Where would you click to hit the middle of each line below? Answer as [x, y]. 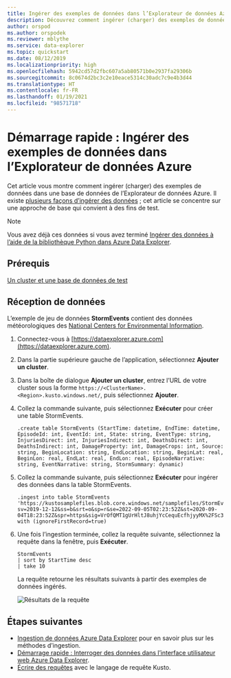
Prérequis [29, 264]
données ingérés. [42, 586]
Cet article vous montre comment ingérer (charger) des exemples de [104, 186]
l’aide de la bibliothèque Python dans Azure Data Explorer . [89, 241]
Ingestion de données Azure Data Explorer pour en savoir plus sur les [115, 638]
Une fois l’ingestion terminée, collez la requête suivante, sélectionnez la [119, 535]
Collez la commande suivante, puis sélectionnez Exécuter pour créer [115, 408]
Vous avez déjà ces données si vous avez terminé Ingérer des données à [110, 235]
